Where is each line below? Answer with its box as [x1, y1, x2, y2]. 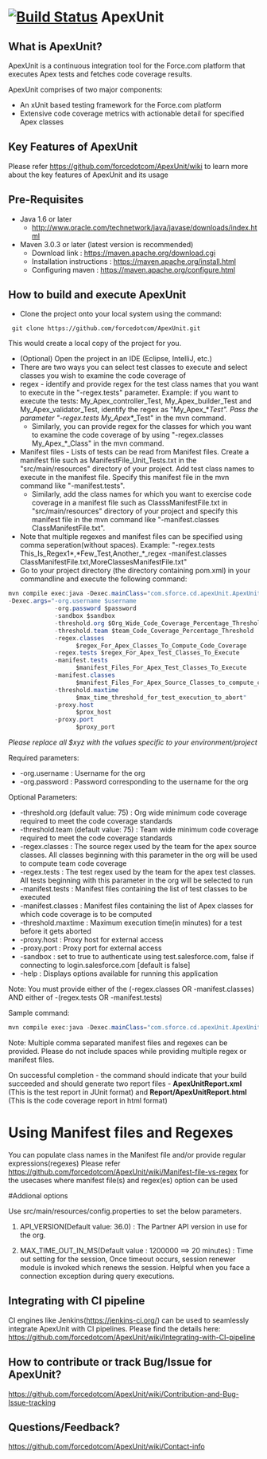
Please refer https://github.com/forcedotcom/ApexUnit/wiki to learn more [8, 161, 249, 171]
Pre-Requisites [8, 193, 84, 206]
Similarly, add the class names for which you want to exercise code [31, 490, 252, 499]
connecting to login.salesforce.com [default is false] [19, 961, 191, 970]
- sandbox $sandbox [54, 612, 115, 620]
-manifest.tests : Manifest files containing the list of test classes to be [19, 884, 248, 894]
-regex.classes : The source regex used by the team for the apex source [19, 842, 257, 851]
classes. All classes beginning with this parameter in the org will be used [19, 850, 257, 860]
